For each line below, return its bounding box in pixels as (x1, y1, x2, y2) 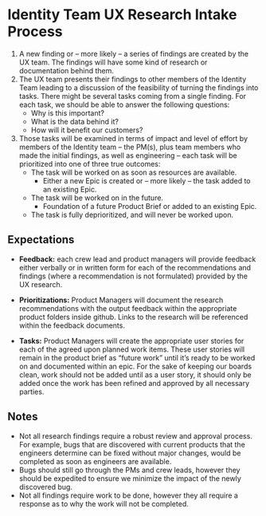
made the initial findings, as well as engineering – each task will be (18, 150, 237, 160)
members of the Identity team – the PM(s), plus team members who (18, 142, 241, 152)
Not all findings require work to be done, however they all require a (18, 490, 238, 500)
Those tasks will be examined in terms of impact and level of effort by (18, 133, 248, 143)
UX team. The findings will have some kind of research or (18, 57, 208, 67)
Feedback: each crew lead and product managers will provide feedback (18, 254, 256, 264)
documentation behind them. (18, 65, 115, 75)
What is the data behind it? (30, 116, 119, 126)
